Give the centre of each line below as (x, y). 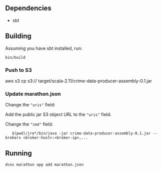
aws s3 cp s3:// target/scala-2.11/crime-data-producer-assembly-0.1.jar (79, 81)
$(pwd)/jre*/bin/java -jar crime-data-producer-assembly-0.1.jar (81, 133)
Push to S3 (19, 70)
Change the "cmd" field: (29, 124)
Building (18, 36)
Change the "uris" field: (30, 105)
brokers (13, 138)
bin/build (15, 57)
